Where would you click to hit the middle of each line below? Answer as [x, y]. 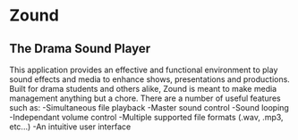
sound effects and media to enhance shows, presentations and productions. [150, 79]
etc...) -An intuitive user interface [70, 127]
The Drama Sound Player [80, 49]
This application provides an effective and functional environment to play [144, 70]
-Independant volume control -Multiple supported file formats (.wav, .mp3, [146, 117]
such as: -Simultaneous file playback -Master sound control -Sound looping [149, 107]
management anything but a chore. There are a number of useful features [145, 98]
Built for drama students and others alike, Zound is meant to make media [143, 89]
